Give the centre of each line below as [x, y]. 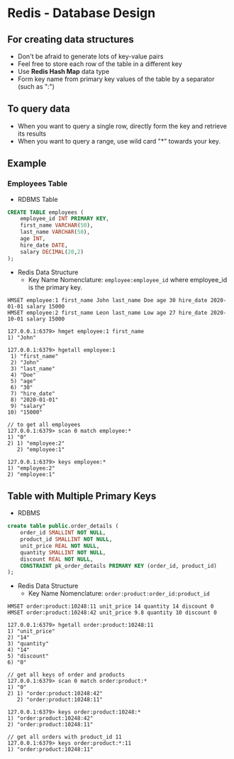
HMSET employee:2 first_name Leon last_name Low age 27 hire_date [107, 313]
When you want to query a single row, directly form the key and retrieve [122, 126]
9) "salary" [28, 406]
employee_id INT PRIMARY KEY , [65, 219]
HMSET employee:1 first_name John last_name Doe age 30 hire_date [107, 300]
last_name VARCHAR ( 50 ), [55, 232]
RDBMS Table [38, 199]
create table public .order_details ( [63, 526]
